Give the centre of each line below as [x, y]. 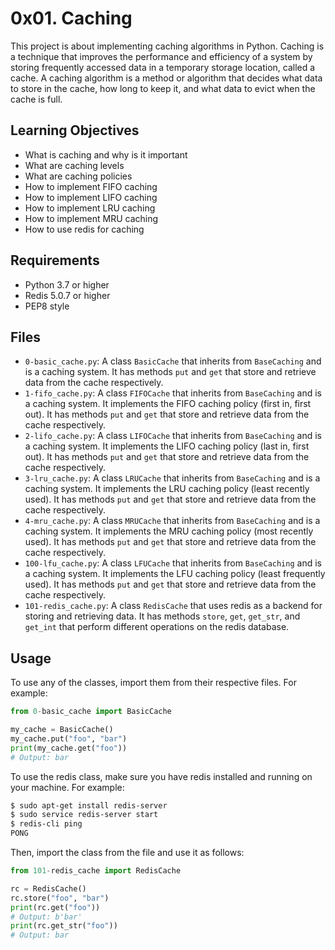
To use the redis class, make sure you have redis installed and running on [161, 776]
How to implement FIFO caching [91, 186]
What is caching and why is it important [106, 154]
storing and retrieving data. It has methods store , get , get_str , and [162, 616]
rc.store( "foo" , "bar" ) [60, 898]
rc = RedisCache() [48, 888]
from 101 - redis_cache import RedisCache [96, 871]
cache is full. [36, 99]
